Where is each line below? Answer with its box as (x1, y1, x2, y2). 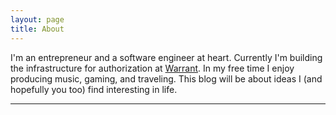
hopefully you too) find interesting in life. (10, 83, 178, 95)
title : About (10, 24, 65, 34)
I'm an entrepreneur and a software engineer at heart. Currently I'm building (10, 51, 323, 63)
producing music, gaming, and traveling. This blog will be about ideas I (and (10, 72, 323, 85)
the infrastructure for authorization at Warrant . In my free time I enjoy (10, 62, 295, 74)
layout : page (10, 14, 65, 25)
